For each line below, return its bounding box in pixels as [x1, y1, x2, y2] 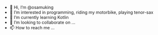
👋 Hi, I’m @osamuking [9, 5, 54, 10]
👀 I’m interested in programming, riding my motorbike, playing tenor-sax [9, 9, 154, 15]
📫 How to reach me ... [9, 25, 55, 30]
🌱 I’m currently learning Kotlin [9, 15, 69, 20]
